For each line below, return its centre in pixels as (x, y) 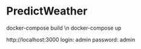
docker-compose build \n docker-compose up (64, 28)
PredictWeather (47, 11)
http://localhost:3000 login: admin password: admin (71, 39)
